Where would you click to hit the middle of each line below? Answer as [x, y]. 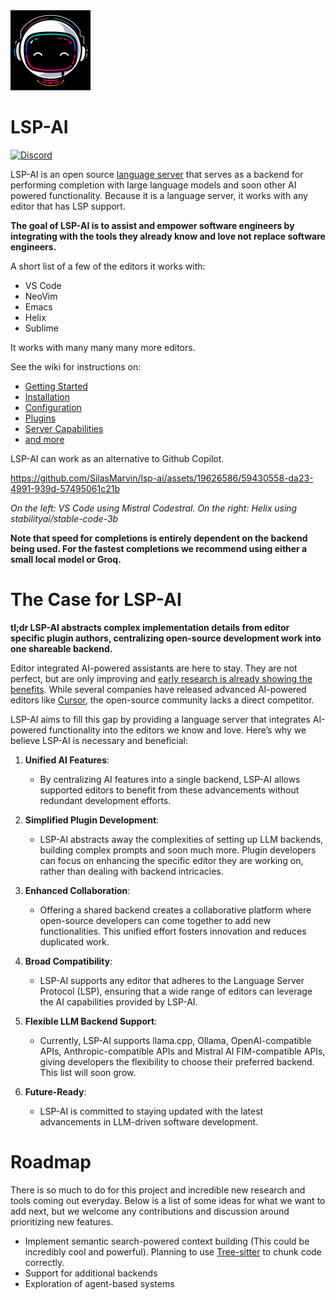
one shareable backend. [61, 648]
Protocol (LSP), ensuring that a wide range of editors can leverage [176, 991]
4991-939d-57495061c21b [65, 488]
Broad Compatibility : [68, 961]
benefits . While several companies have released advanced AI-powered [158, 689]
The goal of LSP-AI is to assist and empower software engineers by [152, 225]
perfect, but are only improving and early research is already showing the [161, 678]
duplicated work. [74, 941]
